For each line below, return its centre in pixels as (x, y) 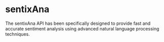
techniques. (18, 34)
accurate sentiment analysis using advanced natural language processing (82, 28)
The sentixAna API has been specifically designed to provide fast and (78, 23)
